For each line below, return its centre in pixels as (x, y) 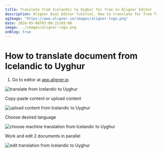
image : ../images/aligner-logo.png (41, 28)
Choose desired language (31, 117)
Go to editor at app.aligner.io (40, 79)
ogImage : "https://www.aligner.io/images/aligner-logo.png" (67, 18)
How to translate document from (71, 56)
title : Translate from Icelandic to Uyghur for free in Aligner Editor (78, 9)
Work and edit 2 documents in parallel (43, 136)
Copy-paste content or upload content (43, 98)
